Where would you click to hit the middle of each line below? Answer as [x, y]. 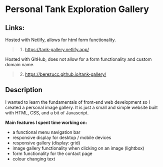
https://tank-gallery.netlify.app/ [57, 49]
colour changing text [34, 158]
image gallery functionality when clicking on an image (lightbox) [78, 148]
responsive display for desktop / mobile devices [62, 137]
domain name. [20, 64]
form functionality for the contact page [52, 153]
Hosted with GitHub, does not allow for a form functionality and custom [78, 59]
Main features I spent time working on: [46, 122]
